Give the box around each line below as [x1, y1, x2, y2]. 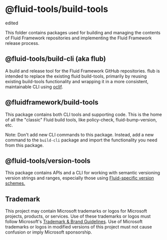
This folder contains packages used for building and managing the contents [5, 29, 161, 35]
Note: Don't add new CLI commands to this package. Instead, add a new [5, 131, 154, 137]
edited [5, 20, 18, 26]
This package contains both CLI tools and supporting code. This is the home [5, 111, 162, 118]
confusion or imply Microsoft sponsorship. [5, 229, 92, 235]
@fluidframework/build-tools [5, 98, 99, 107]
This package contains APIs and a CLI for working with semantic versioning [5, 170, 161, 176]
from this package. [5, 142, 44, 148]
